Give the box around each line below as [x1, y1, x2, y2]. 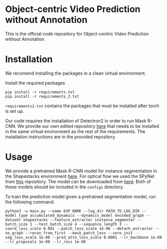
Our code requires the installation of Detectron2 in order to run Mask [5, 118, 146, 124]
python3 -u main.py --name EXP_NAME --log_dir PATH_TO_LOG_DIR [5, 208, 140, 213]
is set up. [5, 108, 24, 114]
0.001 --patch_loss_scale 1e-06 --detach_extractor [43, 226, 153, 231]
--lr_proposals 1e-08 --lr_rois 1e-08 [5, 239, 86, 244]
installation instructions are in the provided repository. [5, 134, 116, 140]
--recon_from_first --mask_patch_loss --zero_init [25, 230, 133, 235]
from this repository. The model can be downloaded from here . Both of [5, 178, 151, 184]
